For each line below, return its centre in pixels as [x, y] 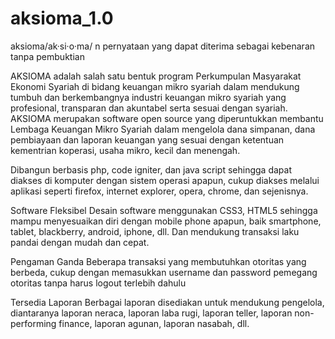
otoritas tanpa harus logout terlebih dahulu [98, 283]
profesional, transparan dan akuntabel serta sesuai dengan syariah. [149, 108]
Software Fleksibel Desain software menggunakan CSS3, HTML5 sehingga [164, 210]
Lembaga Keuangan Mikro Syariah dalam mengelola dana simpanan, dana [163, 129]
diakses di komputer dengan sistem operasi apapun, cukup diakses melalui [165, 180]
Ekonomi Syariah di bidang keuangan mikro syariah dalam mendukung [155, 86]
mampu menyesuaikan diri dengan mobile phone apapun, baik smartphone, [166, 221]
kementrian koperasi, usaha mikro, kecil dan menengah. [125, 150]
